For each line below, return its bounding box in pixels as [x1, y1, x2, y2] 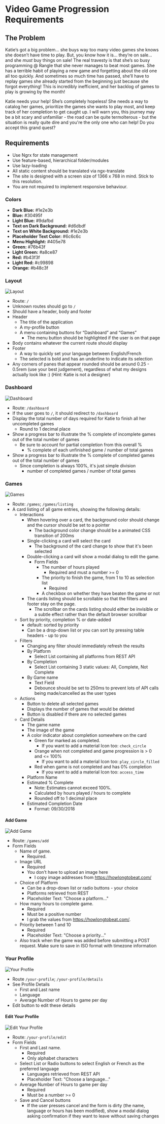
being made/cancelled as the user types [34, 690, 116, 696]
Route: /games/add [12, 838, 49, 844]
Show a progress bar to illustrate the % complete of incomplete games [12, 431, 156, 437]
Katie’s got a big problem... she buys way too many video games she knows [5, 47, 159, 52]
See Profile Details [12, 981, 50, 987]
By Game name [27, 674, 58, 680]
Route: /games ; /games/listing [12, 501, 74, 507]
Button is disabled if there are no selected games [27, 711, 127, 717]
